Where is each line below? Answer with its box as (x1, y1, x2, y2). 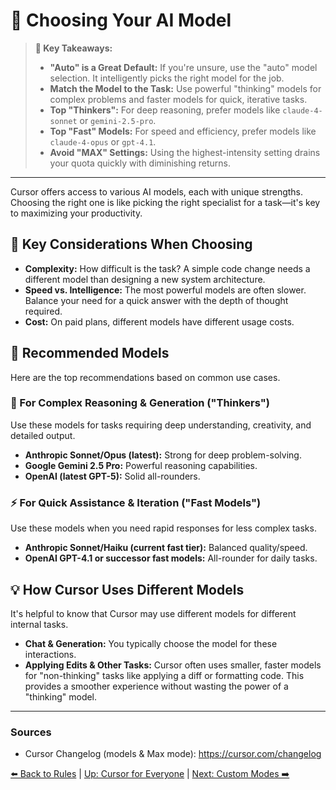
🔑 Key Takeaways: (34, 42, 113, 54)
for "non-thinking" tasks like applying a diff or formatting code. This (24, 669, 305, 681)
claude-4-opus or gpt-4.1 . (49, 135, 157, 148)
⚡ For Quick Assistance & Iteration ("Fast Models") (10, 495, 262, 509)
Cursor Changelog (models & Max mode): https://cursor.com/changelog (24, 748, 322, 760)
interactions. (24, 648, 77, 660)
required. (24, 305, 63, 317)
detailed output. (10, 429, 76, 441)
